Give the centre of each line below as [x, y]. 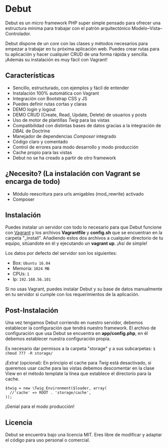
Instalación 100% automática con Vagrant [56, 93]
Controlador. [18, 33]
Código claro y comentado [40, 141]
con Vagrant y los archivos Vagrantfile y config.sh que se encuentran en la [84, 233]
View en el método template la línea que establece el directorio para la [78, 374]
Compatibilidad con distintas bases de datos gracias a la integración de [87, 125]
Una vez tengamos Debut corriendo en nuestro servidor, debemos [74, 323]
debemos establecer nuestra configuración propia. [58, 339]
